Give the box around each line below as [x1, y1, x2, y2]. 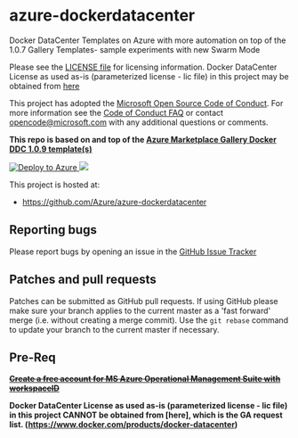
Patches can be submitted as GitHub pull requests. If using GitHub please [9, 295, 278, 306]
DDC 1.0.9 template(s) [9, 144, 93, 154]
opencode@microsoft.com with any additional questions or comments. [9, 117, 269, 128]
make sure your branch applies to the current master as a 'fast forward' [9, 305, 271, 316]
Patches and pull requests [9, 272, 157, 287]
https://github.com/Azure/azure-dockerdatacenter [21, 196, 207, 207]
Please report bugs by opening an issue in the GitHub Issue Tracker [9, 246, 257, 257]
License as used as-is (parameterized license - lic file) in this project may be [9, 70, 289, 81]
